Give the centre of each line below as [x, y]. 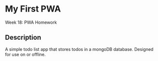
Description [23, 38]
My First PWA [33, 9]
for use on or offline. [25, 54]
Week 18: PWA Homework [31, 22]
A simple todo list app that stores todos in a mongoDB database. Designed [79, 49]
